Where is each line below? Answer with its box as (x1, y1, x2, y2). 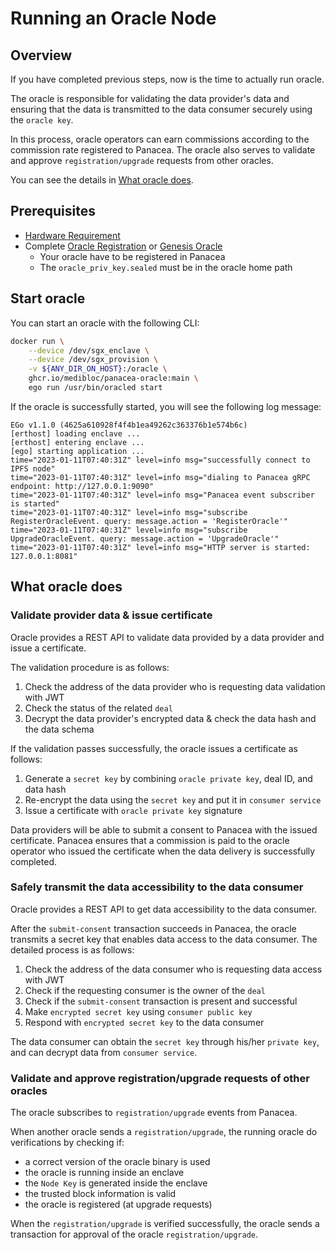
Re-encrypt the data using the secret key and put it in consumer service (24, 793, 322, 806)
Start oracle (10, 290, 86, 307)
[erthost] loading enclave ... (10, 428, 141, 439)
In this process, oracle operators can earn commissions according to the (10, 133, 310, 145)
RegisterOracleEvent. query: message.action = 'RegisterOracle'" (10, 516, 288, 526)
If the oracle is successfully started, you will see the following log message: (10, 400, 322, 412)
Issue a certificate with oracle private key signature (24, 804, 243, 816)
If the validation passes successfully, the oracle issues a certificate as (10, 742, 298, 754)
